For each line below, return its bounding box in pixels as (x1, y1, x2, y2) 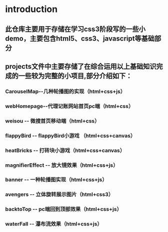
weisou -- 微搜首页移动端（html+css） (5, 117, 100, 124)
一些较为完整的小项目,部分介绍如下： (18, 71, 132, 80)
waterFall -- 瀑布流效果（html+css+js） (5, 220, 102, 227)
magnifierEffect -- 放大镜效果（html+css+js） (5, 162, 118, 169)
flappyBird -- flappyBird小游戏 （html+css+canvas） (5, 132, 136, 139)
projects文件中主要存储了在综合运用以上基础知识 (5, 62, 156, 71)
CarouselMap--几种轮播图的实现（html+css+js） (5, 88, 126, 95)
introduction (5, 4, 58, 15)
